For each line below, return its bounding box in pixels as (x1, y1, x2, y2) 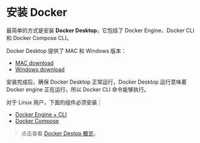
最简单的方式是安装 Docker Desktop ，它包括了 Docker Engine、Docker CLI (6, 27, 195, 34)
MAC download (15, 59, 54, 67)
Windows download (15, 65, 65, 73)
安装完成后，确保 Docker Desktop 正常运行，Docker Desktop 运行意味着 (6, 78, 187, 85)
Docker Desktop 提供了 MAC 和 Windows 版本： (6, 47, 127, 55)
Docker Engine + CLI (15, 110, 67, 118)
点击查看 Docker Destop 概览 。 (21, 130, 99, 137)
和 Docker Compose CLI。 (6, 34, 72, 41)
